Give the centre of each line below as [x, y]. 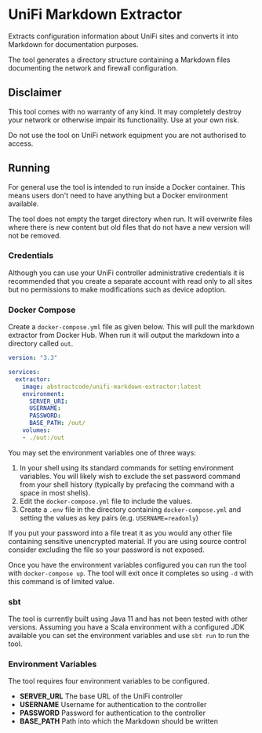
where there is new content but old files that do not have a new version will [129, 227]
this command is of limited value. [62, 581]
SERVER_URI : [48, 401]
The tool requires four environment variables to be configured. [109, 681]
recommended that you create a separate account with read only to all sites [130, 281]
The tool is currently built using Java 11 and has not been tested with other [128, 619]
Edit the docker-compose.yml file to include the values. [106, 501]
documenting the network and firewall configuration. [93, 67]
